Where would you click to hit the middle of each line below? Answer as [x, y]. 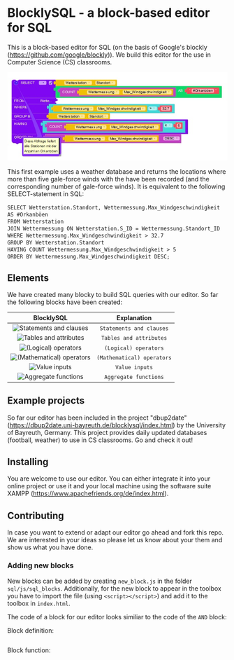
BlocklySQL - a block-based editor [109, 13]
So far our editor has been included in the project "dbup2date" [97, 418]
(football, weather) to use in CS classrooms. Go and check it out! [100, 440]
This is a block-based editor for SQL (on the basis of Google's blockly [107, 47]
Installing [28, 462]
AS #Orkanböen [28, 214]
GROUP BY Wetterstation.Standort [56, 242]
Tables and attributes [134, 338]
